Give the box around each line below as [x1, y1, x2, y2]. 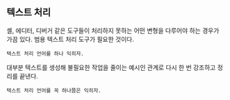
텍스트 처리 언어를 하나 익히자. [6, 50, 85, 57]
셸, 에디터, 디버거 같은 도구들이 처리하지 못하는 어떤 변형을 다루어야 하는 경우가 [6, 26, 220, 35]
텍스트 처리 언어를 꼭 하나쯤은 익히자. [6, 87, 101, 94]
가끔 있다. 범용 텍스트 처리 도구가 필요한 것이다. [6, 35, 135, 43]
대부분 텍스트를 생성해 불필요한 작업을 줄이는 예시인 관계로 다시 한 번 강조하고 [6, 63, 216, 72]
